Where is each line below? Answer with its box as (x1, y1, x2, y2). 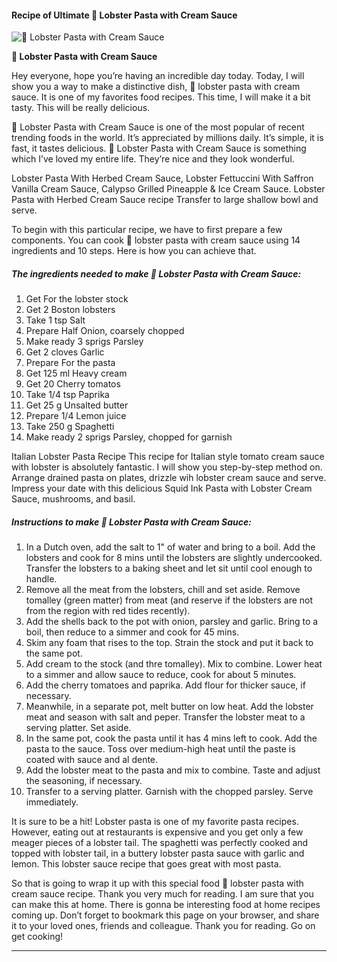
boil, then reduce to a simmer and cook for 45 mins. (25, 626, 240, 638)
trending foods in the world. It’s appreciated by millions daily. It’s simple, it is (11, 132, 324, 144)
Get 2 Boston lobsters (25, 304, 116, 316)
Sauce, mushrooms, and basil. (11, 493, 136, 505)
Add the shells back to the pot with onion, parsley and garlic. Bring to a (25, 616, 319, 628)
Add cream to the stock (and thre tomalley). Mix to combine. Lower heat (25, 658, 323, 670)
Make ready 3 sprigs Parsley (25, 336, 144, 348)
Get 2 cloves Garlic (25, 346, 105, 358)
